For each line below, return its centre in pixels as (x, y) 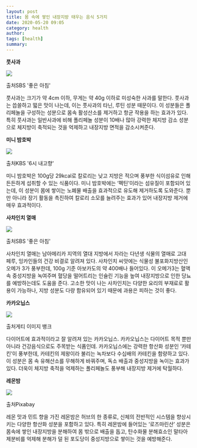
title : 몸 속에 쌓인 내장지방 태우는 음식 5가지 (57, 17)
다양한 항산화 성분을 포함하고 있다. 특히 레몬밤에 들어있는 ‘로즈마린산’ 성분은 (104, 424)
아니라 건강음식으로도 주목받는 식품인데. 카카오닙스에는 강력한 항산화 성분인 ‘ (94, 346)
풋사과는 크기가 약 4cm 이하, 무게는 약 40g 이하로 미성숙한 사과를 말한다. (90, 98)
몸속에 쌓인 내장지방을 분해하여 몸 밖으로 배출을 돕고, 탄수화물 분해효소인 (89, 431)
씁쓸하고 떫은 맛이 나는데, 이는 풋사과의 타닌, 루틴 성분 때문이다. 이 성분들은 (98, 105)
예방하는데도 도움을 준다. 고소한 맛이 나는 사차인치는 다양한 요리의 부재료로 (98, 283)
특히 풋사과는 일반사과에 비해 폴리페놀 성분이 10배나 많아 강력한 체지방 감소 (92, 120)
